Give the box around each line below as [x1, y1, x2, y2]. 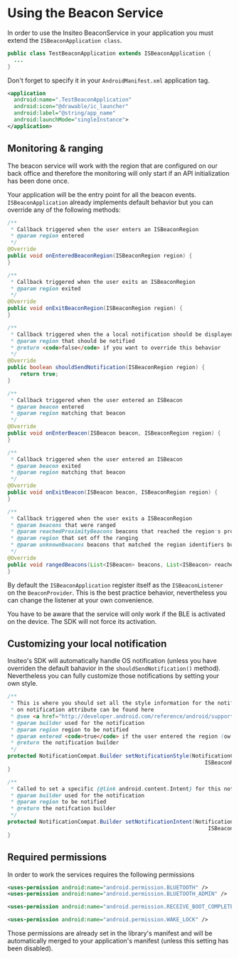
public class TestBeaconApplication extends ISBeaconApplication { [7, 50, 212, 57]
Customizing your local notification [7, 637, 167, 650]
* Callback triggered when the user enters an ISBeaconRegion [10, 226, 199, 233]
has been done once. [7, 176, 70, 185]
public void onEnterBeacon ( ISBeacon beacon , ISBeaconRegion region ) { [7, 430, 221, 437]
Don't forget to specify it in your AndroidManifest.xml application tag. [7, 76, 210, 85]
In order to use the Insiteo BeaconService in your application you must [7, 28, 213, 37]
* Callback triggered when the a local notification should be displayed [10, 331, 234, 338]
